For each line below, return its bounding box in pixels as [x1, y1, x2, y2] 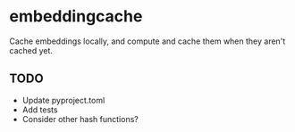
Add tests [21, 104, 58, 115]
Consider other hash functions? [21, 113, 139, 124]
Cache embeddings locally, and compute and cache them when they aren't [9, 36, 286, 46]
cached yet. [9, 45, 54, 55]
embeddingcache [9, 6, 143, 27]
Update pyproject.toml [21, 95, 105, 105]
